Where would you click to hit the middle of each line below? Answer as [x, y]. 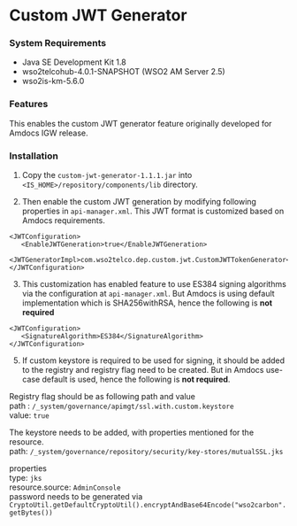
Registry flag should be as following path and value [103, 397]
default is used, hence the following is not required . [136, 379]
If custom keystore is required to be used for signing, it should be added [153, 360]
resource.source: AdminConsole [65, 487]
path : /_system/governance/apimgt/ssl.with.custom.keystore [122, 406]
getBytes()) [31, 513]
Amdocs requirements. [64, 220]
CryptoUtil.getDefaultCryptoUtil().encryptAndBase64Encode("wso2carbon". [148, 506]
